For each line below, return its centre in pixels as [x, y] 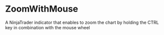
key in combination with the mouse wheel [48, 27]
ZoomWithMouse [42, 9]
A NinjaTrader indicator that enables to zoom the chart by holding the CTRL [82, 22]
